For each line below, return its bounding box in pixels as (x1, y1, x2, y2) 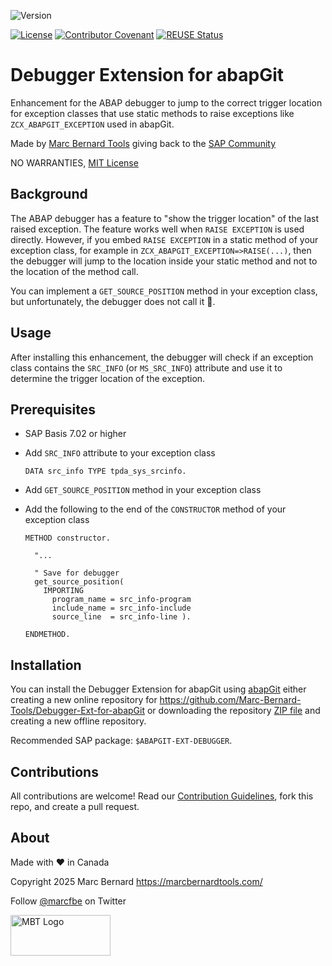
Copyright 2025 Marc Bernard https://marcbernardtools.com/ (10, 875, 263, 887)
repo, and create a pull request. (10, 801, 140, 812)
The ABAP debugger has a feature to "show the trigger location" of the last (10, 212, 320, 224)
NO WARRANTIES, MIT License (10, 156, 139, 169)
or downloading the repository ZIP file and (146, 705, 321, 717)
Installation (10, 656, 82, 674)
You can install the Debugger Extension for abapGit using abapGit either (10, 683, 307, 695)
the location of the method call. (10, 265, 139, 277)
